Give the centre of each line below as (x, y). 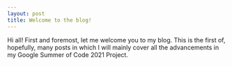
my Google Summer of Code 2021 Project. (68, 55)
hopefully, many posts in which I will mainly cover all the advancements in (113, 47)
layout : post (26, 14)
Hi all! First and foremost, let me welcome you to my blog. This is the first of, (116, 40)
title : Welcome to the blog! (49, 20)
